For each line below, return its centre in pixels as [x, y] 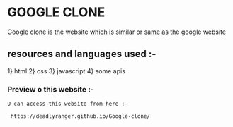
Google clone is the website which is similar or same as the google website [117, 32]
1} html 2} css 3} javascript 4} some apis [67, 71]
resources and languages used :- [82, 54]
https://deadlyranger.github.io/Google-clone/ [80, 116]
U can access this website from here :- [68, 104]
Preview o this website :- [51, 89]
